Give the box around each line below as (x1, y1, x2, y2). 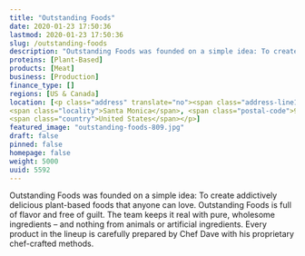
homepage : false (9, 148, 71, 157)
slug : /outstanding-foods (9, 38, 107, 48)
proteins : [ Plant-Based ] (9, 55, 103, 64)
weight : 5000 (9, 156, 59, 166)
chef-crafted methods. (9, 238, 94, 250)
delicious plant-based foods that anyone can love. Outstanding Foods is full (9, 200, 292, 211)
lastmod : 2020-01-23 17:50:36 (9, 30, 124, 39)
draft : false (9, 132, 59, 141)
